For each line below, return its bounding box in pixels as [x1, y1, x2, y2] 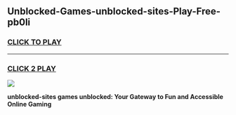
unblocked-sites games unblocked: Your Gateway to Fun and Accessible [7, 92, 223, 100]
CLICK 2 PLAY [7, 63, 56, 73]
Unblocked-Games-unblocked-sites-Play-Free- [7, 6, 221, 17]
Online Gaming [7, 100, 52, 108]
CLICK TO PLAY [7, 38, 62, 47]
